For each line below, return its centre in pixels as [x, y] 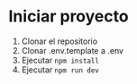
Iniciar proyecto [68, 17]
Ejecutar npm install [60, 60]
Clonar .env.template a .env [72, 50]
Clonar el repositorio [59, 41]
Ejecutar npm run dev [60, 70]
